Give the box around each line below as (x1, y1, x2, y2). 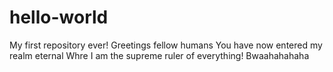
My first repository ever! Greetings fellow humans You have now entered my (9, 39, 323, 51)
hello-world (9, 6, 109, 29)
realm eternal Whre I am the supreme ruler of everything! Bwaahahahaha (9, 49, 310, 61)
